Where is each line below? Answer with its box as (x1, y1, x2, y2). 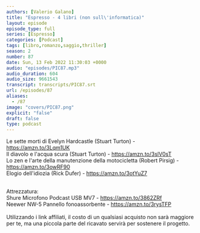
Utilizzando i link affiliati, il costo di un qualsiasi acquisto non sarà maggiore (6, 214, 195, 221)
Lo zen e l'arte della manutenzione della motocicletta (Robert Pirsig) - (6, 157, 179, 164)
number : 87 (6, 54, 34, 60)
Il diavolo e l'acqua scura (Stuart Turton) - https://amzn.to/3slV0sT (6, 150, 172, 158)
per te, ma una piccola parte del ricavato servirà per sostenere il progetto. (6, 220, 190, 227)
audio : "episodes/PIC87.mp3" (6, 65, 80, 71)
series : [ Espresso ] (6, 31, 56, 37)
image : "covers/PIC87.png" (6, 104, 74, 110)
